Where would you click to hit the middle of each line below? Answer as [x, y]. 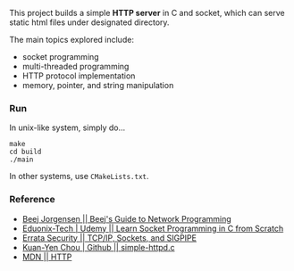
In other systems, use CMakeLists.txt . [79, 177]
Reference [32, 200]
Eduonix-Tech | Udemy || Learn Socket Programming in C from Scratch [153, 228]
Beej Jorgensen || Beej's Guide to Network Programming [127, 218]
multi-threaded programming [76, 66]
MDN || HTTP [47, 257]
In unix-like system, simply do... [67, 127]
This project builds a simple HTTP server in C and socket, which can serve [147, 13]
